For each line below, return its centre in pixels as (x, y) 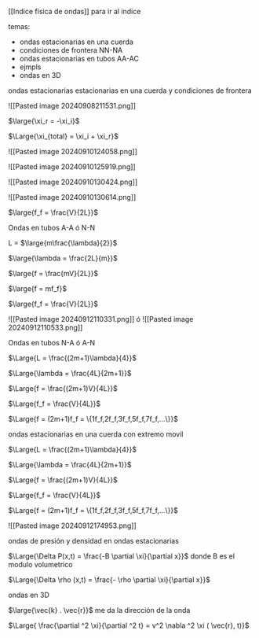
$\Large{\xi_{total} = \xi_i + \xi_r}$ (64, 136)
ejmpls (30, 67)
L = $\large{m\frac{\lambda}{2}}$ (63, 243)
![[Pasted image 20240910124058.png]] (73, 151)
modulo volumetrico (40, 564)
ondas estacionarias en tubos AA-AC (79, 59)
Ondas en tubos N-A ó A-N (52, 343)
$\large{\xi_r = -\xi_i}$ (44, 121)
